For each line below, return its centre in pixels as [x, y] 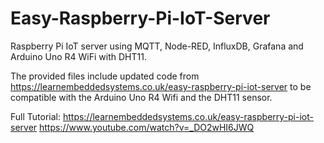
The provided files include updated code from [105, 76]
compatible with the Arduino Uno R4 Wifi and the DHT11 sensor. [141, 97]
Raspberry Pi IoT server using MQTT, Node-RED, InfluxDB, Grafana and [157, 46]
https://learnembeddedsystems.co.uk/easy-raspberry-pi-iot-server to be [161, 86]
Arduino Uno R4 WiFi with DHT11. [78, 56]
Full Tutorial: [35, 116]
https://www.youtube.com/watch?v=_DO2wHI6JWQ [147, 127]
